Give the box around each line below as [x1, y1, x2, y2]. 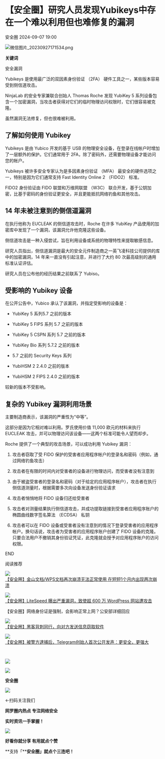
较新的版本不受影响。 [5, 384, 48, 390]
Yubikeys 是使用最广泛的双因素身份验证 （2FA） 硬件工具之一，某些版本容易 [5, 76, 160, 82]
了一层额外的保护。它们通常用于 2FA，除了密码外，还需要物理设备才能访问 [5, 151, 156, 157]
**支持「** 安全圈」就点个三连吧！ [5, 749, 75, 755]
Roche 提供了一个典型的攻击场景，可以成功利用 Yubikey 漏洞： [5, 441, 133, 447]
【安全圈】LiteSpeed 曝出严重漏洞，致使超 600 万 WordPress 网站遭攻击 [5, 598, 152, 604]
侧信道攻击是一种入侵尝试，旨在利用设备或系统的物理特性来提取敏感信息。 [5, 237, 156, 243]
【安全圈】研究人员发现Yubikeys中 [5, 4, 147, 16]
